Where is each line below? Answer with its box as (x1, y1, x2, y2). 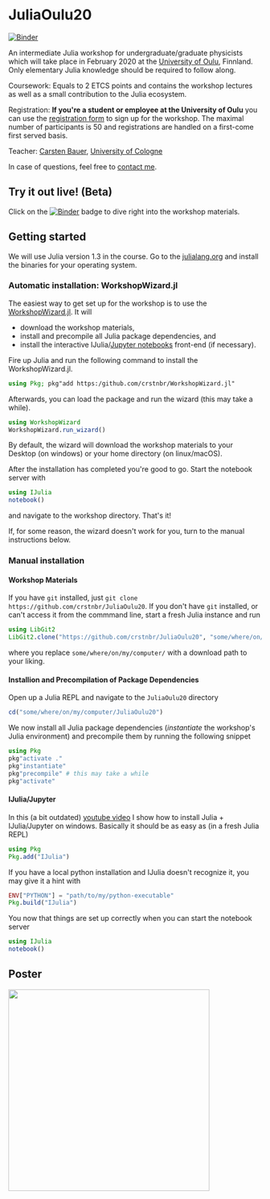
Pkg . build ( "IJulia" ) (8, 899, 78, 907)
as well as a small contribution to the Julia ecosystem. (8, 89, 187, 98)
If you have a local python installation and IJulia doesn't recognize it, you (8, 867, 249, 876)
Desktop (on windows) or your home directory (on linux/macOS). (8, 449, 223, 459)
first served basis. (8, 131, 68, 140)
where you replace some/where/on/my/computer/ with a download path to (8, 647, 247, 658)
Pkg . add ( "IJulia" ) (8, 852, 70, 860)
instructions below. (8, 535, 71, 545)
